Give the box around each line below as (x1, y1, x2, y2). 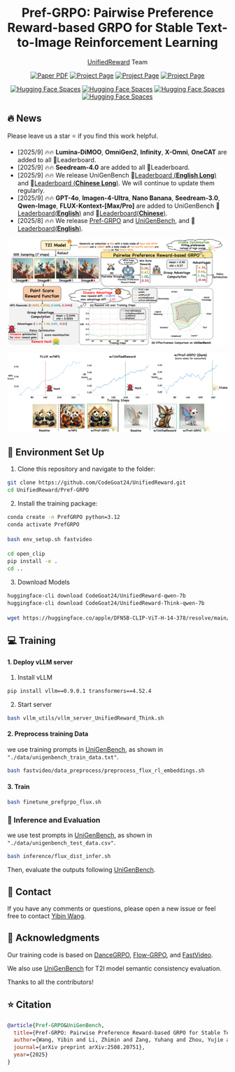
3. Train (7, 782, 30, 791)
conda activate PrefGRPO (7, 521, 80, 528)
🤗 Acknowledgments (7, 932, 100, 944)
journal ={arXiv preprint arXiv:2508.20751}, (13, 1044, 145, 1051)
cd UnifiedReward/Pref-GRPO (7, 487, 90, 494)
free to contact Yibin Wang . (7, 912, 86, 920)
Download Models (17, 578, 70, 587)
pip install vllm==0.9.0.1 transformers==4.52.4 (7, 687, 152, 695)
